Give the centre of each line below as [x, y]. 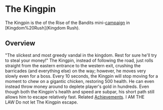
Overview [20, 43]
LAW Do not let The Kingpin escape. [42, 102]
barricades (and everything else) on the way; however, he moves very [76, 71]
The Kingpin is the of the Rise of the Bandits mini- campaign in [68, 23]
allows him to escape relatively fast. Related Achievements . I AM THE [75, 97]
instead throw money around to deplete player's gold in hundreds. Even [77, 86]
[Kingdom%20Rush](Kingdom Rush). [42, 27]
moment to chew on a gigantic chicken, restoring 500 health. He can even [80, 81]
